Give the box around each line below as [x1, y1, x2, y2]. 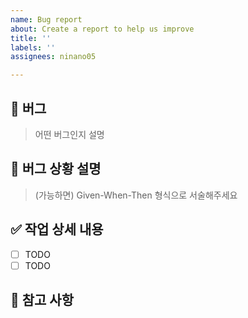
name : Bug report [10, 14, 83, 25]
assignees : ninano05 [10, 52, 97, 62]
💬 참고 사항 [10, 292, 75, 309]
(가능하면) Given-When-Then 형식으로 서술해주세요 [34, 189, 238, 201]
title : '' [10, 33, 52, 43]
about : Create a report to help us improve [10, 24, 195, 34]
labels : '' [10, 42, 56, 53]
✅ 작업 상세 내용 [10, 221, 104, 238]
